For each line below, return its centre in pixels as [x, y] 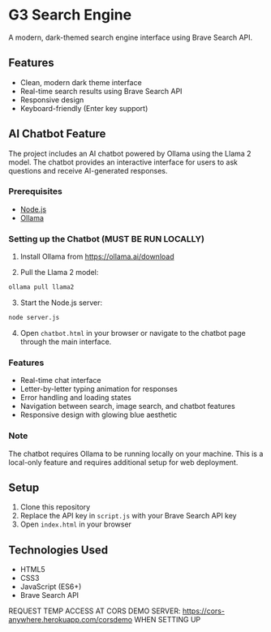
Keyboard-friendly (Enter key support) [84, 108]
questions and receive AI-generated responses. [88, 170]
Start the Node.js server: [61, 303]
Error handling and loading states [75, 398]
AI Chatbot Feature [57, 134]
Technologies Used [58, 550]
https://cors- [204, 611]
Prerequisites [35, 191]
